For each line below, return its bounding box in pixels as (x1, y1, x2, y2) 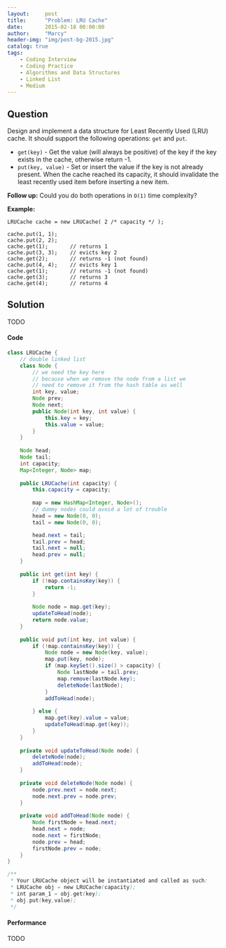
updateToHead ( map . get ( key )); (44, 721, 130, 728)
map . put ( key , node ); (44, 656, 105, 663)
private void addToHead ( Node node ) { (20, 812, 130, 819)
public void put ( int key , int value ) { (20, 636, 136, 643)
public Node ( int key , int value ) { (32, 408, 136, 415)
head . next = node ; (32, 826, 86, 833)
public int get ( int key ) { (20, 570, 99, 578)
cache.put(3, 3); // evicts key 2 (7, 249, 118, 256)
